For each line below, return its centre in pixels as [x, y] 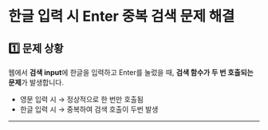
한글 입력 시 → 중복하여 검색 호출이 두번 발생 [89, 109]
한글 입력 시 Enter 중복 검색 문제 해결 [122, 16]
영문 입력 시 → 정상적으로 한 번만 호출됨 [81, 99]
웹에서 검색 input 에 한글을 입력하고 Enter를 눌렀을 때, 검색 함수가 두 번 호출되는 [131, 72]
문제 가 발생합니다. [36, 82]
